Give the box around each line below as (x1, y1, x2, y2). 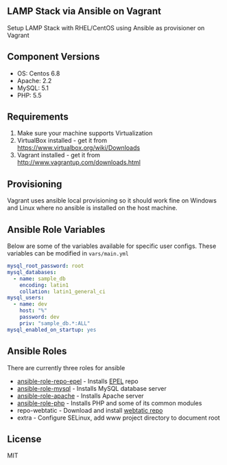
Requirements (7, 111, 69, 123)
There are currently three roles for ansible (7, 363, 126, 372)
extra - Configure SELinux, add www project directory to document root (16, 413, 221, 422)
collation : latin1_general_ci (19, 288, 106, 295)
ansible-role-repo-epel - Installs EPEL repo (16, 377, 139, 385)
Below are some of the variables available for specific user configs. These (7, 242, 217, 250)
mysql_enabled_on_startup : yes (7, 326, 97, 333)
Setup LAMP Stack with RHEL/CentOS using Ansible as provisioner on (7, 23, 205, 32)
